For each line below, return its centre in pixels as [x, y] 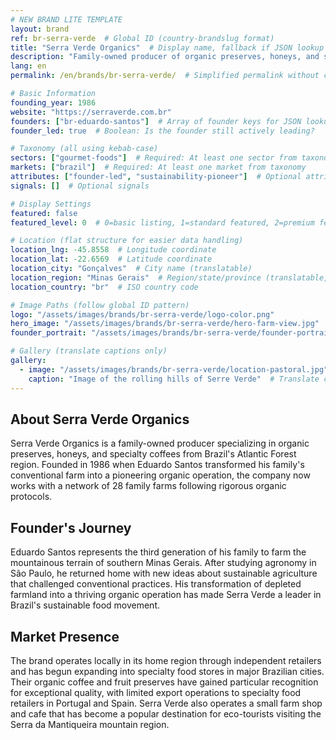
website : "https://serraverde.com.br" [91, 112]
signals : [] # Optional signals [80, 186]
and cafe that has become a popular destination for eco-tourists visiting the [166, 713]
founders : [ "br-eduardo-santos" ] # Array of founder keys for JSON [156, 121]
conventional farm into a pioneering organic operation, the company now [160, 475]
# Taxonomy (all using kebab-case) [84, 149]
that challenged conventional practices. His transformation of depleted [156, 584]
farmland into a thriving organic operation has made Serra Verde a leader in [166, 595]
